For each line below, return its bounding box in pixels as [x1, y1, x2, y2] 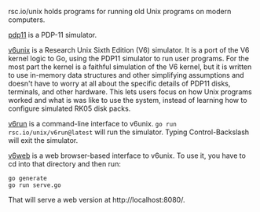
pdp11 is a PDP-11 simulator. [8, 31, 97, 39]
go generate [8, 174, 47, 182]
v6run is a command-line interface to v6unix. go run [8, 119, 177, 128]
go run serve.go [8, 181, 61, 189]
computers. [8, 15, 46, 24]
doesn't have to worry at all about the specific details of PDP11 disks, [8, 79, 231, 88]
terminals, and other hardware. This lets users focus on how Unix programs [8, 87, 253, 97]
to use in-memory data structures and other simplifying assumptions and [8, 71, 245, 79]
